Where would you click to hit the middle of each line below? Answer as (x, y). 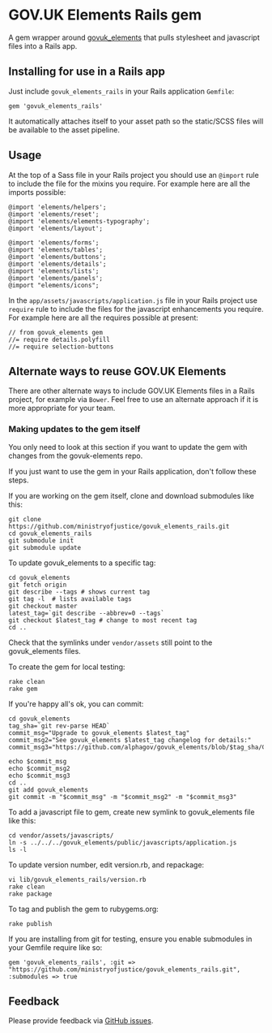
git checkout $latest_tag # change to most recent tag (103, 620)
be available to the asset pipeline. (64, 130)
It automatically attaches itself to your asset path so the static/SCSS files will (136, 121)
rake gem (23, 689)
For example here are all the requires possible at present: (103, 318)
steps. (19, 480)
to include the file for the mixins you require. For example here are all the (130, 184)
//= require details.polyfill (59, 339)
